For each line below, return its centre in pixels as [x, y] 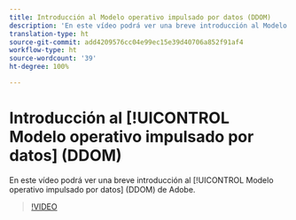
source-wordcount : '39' [53, 58]
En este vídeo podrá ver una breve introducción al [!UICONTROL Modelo [141, 180]
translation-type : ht [49, 34]
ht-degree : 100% [39, 67]
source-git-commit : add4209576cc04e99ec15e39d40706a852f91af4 [126, 42]
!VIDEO [44, 206]
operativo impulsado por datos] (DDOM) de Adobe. [102, 189]
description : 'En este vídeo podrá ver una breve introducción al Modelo [148, 26]
